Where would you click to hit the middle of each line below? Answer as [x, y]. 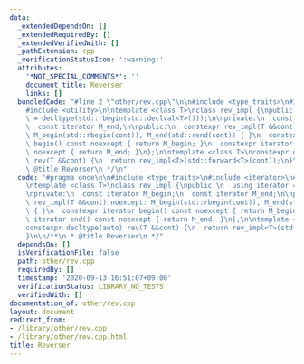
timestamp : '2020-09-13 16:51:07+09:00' [95, 278]
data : [19, 18]
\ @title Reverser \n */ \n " [76, 169]
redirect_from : [38, 320]
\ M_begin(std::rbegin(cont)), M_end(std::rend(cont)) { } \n [143, 135]
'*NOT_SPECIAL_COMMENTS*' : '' [83, 77]
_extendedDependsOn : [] [62, 26]
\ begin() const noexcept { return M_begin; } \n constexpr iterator [160, 144]
